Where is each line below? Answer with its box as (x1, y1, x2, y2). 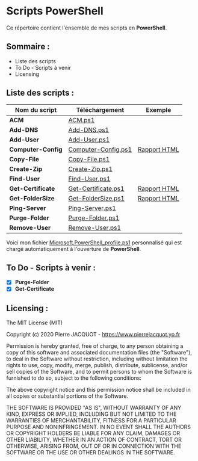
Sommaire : (6, 42, 50, 52)
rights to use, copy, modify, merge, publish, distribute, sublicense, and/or (6, 362, 188, 369)
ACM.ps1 (68, 116, 95, 124)
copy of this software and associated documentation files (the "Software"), (6, 349, 193, 356)
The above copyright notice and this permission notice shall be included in (6, 386, 191, 394)
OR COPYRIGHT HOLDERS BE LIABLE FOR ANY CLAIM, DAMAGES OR (6, 430, 181, 437)
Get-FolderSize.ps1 (68, 194, 125, 202)
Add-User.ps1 (68, 135, 110, 144)
